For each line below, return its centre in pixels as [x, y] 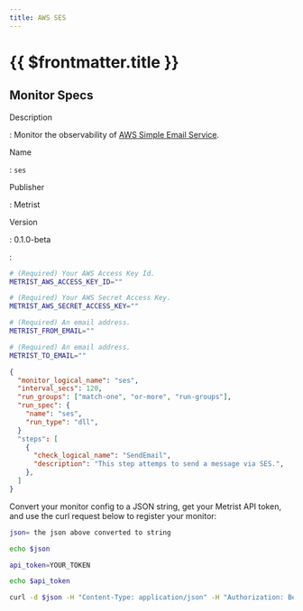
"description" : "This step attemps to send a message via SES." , [158, 464]
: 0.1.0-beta [30, 239]
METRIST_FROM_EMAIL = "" [52, 331]
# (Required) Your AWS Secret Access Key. [90, 298]
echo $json [30, 549]
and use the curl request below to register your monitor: [113, 515]
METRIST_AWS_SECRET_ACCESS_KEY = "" [74, 306]
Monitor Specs [51, 96]
